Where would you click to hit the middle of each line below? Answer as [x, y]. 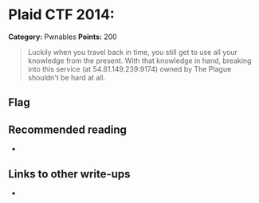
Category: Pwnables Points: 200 [63, 37]
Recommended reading [68, 129]
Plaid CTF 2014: [62, 15]
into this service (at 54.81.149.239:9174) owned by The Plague [129, 68]
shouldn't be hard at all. [67, 77]
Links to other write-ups [69, 174]
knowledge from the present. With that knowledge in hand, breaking [139, 61]
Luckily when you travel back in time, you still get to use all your [132, 52]
